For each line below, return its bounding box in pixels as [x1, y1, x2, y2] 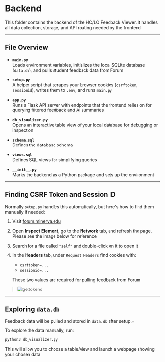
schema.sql [12, 138, 35, 143]
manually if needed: [5, 209, 45, 215]
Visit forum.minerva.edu [12, 218, 61, 224]
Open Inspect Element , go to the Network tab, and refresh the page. [12, 228, 152, 234]
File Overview [5, 43, 48, 52]
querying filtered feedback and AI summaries [12, 107, 104, 113]
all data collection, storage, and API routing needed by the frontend [5, 24, 141, 30]
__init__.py [12, 167, 37, 172]
